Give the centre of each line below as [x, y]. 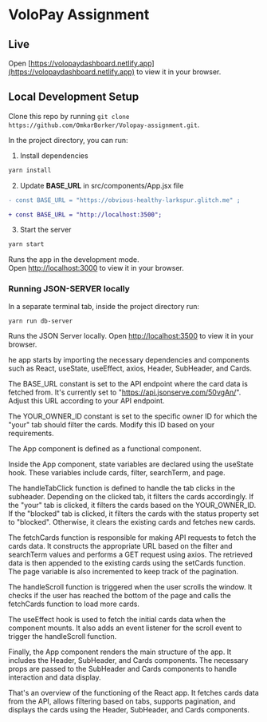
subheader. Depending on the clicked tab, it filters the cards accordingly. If [131, 497]
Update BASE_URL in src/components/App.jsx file [102, 185]
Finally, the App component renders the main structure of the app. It [120, 652]
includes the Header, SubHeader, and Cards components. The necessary [128, 661]
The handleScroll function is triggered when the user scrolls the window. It [130, 587]
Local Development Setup [74, 97]
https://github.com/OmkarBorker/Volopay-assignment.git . [104, 125]
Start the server [45, 230]
